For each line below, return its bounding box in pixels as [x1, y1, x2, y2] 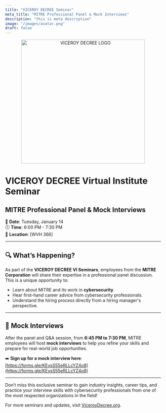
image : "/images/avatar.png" [5, 21, 65, 26]
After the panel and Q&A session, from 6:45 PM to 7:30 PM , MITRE [5, 335, 142, 341]
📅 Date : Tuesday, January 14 [5, 219, 64, 225]
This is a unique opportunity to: [5, 277, 69, 283]
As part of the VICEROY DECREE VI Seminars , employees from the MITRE [5, 266, 157, 273]
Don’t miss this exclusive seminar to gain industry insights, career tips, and [5, 382, 157, 388]
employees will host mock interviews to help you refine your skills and [5, 340, 149, 346]
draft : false [5, 26, 32, 31]
